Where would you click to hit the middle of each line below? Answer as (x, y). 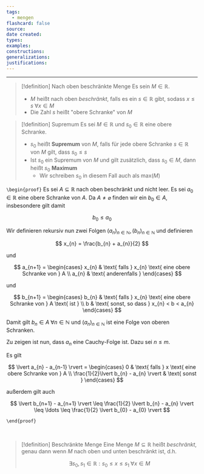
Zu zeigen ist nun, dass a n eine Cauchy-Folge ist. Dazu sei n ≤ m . (88, 343)
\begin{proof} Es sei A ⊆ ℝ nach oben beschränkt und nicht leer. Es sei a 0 (100, 190)
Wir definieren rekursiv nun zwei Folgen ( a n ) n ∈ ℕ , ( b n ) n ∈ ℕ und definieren (100, 231)
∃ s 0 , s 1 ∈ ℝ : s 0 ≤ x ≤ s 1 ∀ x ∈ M (110, 464)
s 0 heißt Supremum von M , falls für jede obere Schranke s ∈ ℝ (109, 145)
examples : (19, 46)
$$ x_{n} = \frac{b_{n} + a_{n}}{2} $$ (102, 244)
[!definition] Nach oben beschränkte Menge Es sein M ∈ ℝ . (95, 86)
